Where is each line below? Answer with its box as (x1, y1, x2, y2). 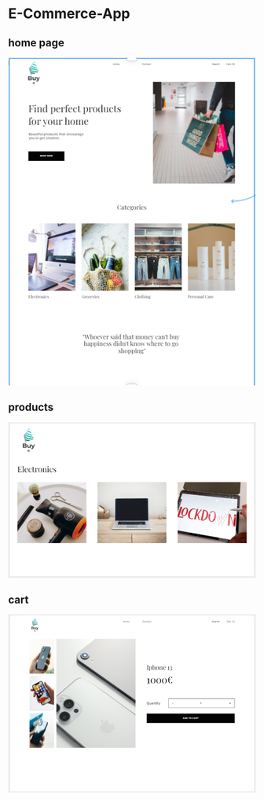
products (8, 401, 54, 414)
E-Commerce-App (8, 5, 131, 23)
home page (8, 36, 65, 50)
